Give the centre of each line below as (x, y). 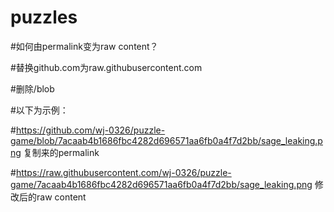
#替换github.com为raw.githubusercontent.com (106, 67)
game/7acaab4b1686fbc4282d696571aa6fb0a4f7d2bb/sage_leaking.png (161, 184)
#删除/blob (32, 88)
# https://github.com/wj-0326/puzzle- (88, 130)
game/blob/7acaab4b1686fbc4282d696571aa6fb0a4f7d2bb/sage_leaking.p (166, 140)
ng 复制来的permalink (55, 152)
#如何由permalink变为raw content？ (84, 46)
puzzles (44, 17)
